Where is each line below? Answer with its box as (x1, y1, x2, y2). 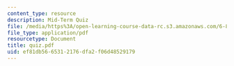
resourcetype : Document (7, 36, 77, 43)
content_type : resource (7, 10, 77, 17)
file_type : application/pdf (7, 29, 89, 36)
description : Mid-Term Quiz (7, 16, 89, 23)
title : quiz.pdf (7, 42, 54, 49)
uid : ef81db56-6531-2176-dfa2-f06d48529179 (7, 49, 136, 56)
